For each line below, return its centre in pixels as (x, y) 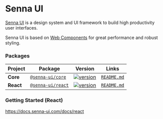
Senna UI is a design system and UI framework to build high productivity (80, 22)
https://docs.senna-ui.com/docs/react (45, 111)
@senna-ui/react (49, 85)
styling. (13, 42)
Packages (18, 55)
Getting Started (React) (34, 100)
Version (85, 69)
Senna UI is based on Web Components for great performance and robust (81, 37)
